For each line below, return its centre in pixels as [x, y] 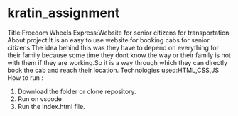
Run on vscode [40, 99]
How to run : [26, 77]
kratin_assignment [64, 13]
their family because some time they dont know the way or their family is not [119, 55]
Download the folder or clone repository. [77, 91]
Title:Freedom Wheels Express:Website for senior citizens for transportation [118, 33]
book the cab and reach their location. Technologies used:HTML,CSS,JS [113, 70]
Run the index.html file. [51, 106]
